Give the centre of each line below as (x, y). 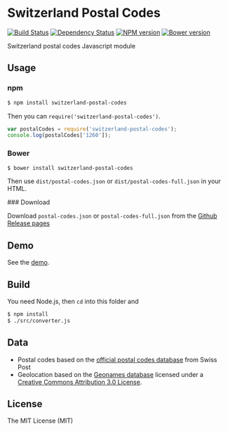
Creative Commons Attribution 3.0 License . (80, 382)
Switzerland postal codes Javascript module (71, 46)
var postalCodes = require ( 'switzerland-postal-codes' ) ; (92, 129)
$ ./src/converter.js (39, 321)
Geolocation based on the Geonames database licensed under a (110, 374)
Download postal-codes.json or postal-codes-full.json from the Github (112, 216)
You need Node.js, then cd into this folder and (73, 301)
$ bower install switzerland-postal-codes (70, 168)
